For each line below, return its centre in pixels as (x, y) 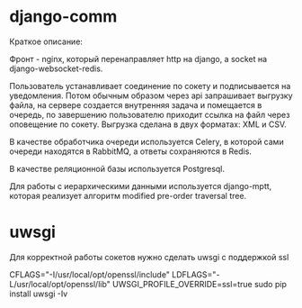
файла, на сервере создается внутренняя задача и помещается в (136, 104)
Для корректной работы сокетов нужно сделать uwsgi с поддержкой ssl (149, 257)
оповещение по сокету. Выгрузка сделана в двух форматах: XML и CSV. (148, 124)
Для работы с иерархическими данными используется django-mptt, (141, 186)
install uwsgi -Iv (39, 294)
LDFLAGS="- (196, 274)
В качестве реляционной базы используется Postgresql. (117, 168)
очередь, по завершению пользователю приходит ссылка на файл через (150, 114)
